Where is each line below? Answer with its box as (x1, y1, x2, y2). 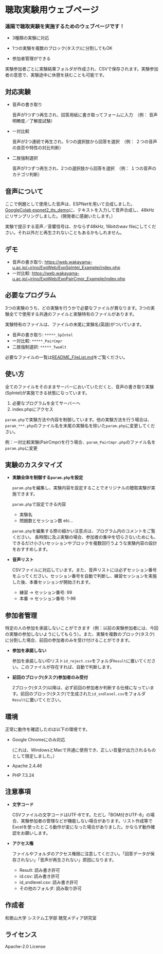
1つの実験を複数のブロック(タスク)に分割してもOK (12, 45, 113, 51)
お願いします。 (20, 830, 51, 836)
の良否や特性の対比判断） (12, 145, 64, 151)
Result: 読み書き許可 (19, 867, 60, 873)
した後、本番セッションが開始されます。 (12, 579, 93, 585)
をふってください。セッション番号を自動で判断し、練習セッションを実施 (12, 573, 157, 579)
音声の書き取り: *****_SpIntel (12, 331, 73, 337)
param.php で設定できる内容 (12, 501, 66, 507)
